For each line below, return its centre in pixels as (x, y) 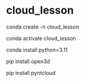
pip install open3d (28, 61)
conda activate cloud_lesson (41, 38)
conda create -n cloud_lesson (42, 27)
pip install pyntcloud (31, 72)
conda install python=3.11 (37, 50)
